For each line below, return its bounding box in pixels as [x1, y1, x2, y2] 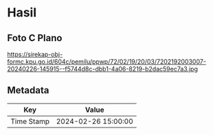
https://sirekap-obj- [7, 50, 63, 58]
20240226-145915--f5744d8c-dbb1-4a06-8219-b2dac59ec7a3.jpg [7, 65, 198, 73]
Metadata [7, 84, 49, 97]
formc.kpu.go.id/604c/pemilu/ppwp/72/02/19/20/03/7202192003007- [7, 58, 206, 66]
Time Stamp [10, 116, 50, 126]
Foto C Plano [7, 32, 63, 44]
